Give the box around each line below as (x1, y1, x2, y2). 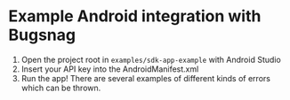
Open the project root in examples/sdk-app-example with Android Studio (20, 54, 281, 65)
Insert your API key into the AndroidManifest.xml (20, 64, 199, 74)
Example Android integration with (8, 6, 262, 27)
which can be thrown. (20, 82, 101, 93)
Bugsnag (8, 25, 77, 45)
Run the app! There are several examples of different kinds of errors (20, 73, 270, 83)
